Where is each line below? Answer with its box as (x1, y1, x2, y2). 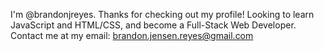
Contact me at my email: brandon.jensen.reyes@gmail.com (10, 30, 254, 41)
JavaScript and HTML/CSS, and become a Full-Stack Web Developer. (10, 19, 297, 31)
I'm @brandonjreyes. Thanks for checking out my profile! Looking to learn (10, 9, 315, 20)
